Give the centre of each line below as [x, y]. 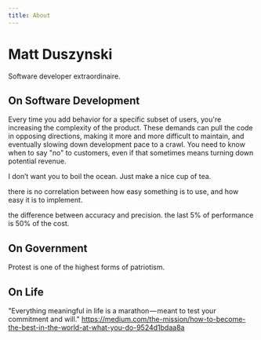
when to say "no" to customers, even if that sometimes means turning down [131, 153]
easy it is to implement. [45, 200]
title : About [29, 15]
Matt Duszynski [60, 54]
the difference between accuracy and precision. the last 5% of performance [131, 215]
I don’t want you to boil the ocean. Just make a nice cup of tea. [110, 177]
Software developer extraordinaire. [64, 76]
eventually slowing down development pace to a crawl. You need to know [127, 144]
